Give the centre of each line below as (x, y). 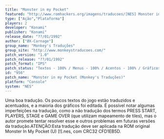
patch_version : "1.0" (27, 55)
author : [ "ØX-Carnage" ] (29, 41)
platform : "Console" (26, 82)
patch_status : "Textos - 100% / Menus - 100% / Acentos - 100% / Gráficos (83, 69)
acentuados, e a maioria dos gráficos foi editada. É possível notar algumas (80, 105)
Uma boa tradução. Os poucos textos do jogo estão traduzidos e (70, 100)
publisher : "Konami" (26, 32)
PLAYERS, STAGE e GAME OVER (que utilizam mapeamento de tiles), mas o (81, 116)
